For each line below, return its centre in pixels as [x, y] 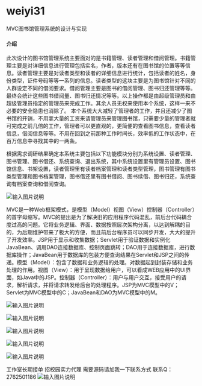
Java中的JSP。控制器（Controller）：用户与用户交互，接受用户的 [102, 277]
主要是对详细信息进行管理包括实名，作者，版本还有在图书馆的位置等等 [98, 66]
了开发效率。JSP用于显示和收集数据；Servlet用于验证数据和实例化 [88, 240]
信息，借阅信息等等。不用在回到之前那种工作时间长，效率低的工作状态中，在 [101, 133]
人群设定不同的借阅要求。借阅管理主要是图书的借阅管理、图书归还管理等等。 [101, 88]
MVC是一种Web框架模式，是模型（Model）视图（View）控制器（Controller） [101, 210]
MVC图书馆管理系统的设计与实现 [47, 28]
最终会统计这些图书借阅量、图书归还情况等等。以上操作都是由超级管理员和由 [101, 96]
